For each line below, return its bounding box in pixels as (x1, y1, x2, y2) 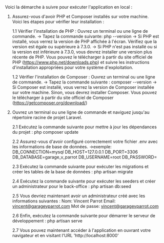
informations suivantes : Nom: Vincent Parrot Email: (12, 198, 116, 204)
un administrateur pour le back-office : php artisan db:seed (12, 183, 131, 189)
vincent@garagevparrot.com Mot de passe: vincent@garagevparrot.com (12, 203, 159, 209)
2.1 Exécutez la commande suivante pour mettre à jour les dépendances (12, 124, 157, 130)
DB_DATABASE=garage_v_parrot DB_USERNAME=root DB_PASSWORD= (12, 154, 157, 160)
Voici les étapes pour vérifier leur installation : (12, 19, 104, 24)
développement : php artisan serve (12, 218, 83, 223)
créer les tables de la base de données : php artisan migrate (12, 169, 133, 175)
